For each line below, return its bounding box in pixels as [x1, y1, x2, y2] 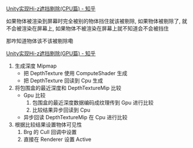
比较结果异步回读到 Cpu [32, 106, 91, 113]
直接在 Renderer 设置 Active [23, 136, 92, 143]
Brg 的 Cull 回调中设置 [23, 129, 77, 135]
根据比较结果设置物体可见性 [14, 121, 82, 128]
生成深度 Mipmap [14, 62, 57, 69]
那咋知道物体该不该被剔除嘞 [6, 38, 74, 44]
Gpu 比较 [23, 92, 46, 99]
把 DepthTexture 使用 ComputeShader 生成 [23, 70, 128, 76]
